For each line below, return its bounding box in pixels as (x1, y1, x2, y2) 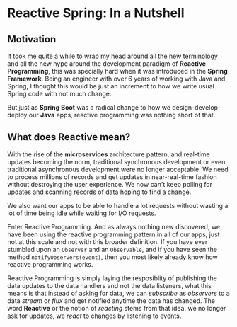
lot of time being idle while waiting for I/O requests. (7, 209, 156, 217)
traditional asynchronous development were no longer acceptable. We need (7, 165, 229, 173)
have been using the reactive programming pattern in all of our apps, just (7, 230, 220, 239)
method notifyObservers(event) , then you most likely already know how (7, 253, 218, 261)
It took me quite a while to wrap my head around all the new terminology (7, 52, 218, 60)
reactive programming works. (7, 260, 93, 268)
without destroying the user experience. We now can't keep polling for (7, 180, 212, 188)
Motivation (7, 33, 57, 45)
